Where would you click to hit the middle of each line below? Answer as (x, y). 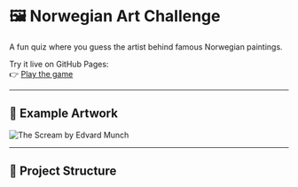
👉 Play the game (41, 74)
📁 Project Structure (63, 171)
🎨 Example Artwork (63, 114)
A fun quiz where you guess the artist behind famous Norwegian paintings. (146, 47)
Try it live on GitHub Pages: (59, 64)
